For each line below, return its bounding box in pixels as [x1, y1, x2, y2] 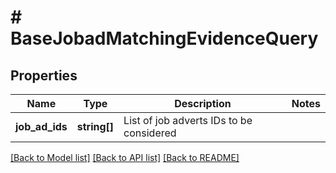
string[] [76, 120, 115, 133]
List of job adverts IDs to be [123, 114, 253, 127]
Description [174, 97, 232, 110]
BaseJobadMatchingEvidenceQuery [10, 27, 319, 50]
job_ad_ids [15, 120, 68, 133]
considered [123, 126, 177, 140]
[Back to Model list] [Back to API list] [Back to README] [10, 152, 240, 163]
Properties [10, 67, 78, 84]
